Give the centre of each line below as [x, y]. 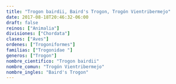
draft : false [22, 22]
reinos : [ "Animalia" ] [33, 28]
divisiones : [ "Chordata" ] [38, 34]
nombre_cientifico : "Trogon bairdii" [53, 61]
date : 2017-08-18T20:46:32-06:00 [47, 17]
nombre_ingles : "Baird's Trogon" [47, 72]
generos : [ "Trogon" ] [32, 56]
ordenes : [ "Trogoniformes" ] [41, 45]
